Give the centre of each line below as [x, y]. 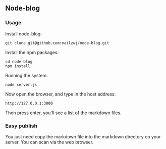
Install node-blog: [23, 34]
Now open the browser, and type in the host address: [61, 94]
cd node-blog [19, 62]
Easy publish [21, 126]
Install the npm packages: [32, 52]
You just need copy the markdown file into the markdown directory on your [83, 136]
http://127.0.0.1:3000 [29, 103]
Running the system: [26, 75]
